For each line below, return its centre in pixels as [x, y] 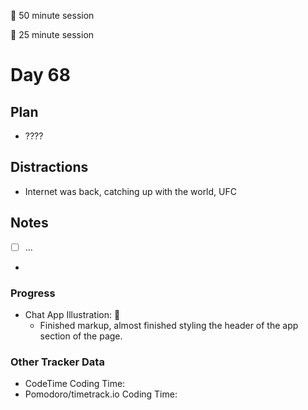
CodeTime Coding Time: [75, 384]
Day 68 [40, 75]
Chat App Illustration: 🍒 [72, 314]
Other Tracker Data [57, 362]
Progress [33, 293]
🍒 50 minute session [52, 15]
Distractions [49, 167]
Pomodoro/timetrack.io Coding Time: [101, 394]
